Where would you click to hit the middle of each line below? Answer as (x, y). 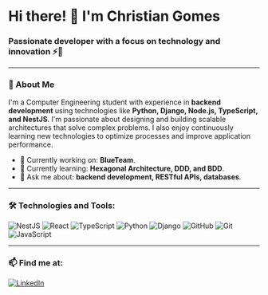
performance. (31, 144)
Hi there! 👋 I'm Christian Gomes (114, 16)
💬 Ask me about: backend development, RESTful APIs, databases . (130, 177)
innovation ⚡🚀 (36, 52)
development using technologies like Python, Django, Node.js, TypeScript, (133, 110)
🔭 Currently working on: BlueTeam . (77, 159)
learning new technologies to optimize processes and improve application (130, 136)
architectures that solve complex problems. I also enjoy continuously (121, 128)
